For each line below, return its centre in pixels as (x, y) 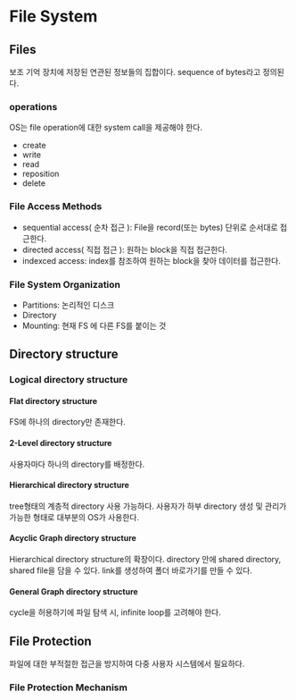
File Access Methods (56, 207)
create (34, 146)
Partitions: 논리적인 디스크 (68, 305)
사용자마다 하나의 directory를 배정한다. (77, 464)
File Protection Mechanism (68, 687)
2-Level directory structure (61, 443)
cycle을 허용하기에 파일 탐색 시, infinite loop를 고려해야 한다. (115, 612)
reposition (41, 174)
